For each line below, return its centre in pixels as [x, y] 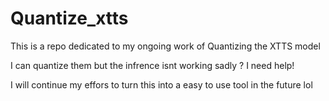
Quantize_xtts [69, 18]
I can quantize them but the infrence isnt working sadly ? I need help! [152, 65]
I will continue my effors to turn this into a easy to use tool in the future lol [161, 84]
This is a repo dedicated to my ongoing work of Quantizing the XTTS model [165, 46]
